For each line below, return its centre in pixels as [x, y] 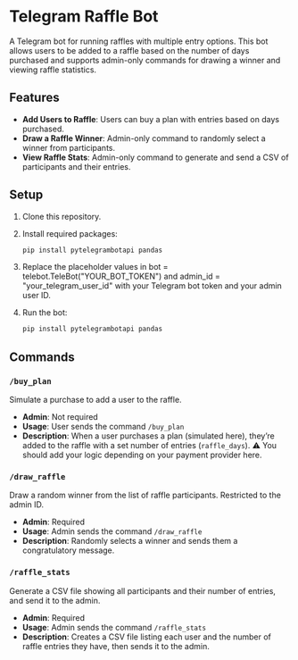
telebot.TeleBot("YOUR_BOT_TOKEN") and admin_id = [121, 276]
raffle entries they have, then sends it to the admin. [116, 646]
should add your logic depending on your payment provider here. [142, 455]
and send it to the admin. [55, 600]
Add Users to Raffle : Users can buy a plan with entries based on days [150, 119]
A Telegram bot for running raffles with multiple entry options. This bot [139, 41]
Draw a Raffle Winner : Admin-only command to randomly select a [144, 138]
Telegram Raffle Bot [84, 17]
